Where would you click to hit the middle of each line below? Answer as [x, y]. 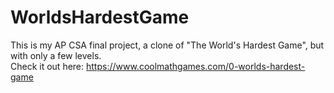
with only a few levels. [56, 55]
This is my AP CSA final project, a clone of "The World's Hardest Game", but [167, 45]
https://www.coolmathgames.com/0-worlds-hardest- [196, 66]
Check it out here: [47, 66]
